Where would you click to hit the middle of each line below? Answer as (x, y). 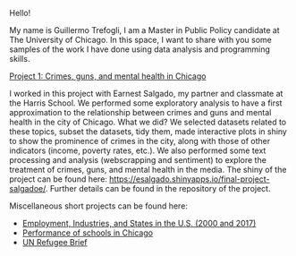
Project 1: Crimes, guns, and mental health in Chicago (108, 76)
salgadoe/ (28, 188)
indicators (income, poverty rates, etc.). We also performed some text (138, 150)
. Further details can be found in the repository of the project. (158, 188)
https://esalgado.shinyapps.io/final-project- (189, 179)
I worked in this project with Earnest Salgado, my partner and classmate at (146, 94)
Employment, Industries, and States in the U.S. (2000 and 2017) (139, 223)
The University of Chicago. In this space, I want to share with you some (141, 40)
